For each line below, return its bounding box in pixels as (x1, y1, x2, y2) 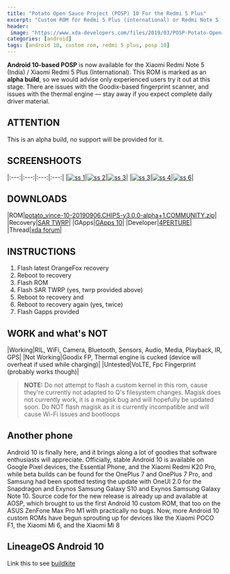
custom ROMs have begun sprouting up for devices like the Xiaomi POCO (7, 514, 214, 522)
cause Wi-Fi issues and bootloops (23, 410, 120, 418)
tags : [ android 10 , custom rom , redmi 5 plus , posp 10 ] (7, 42, 170, 49)
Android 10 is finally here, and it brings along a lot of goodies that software (7, 448, 218, 456)
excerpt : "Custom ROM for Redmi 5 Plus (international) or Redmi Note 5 (7, 16, 219, 23)
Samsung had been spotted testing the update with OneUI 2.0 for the (7, 477, 202, 486)
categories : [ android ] (7, 36, 72, 43)
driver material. (7, 97, 50, 105)
